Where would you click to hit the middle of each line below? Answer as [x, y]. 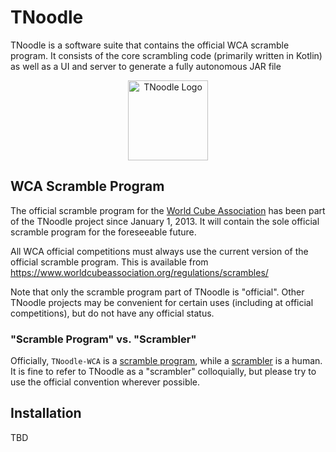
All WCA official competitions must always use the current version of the [159, 251]
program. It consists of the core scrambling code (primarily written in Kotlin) [166, 55]
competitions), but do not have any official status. [112, 313]
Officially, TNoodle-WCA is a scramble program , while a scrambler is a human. [166, 361]
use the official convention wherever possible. [105, 382]
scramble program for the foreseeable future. [103, 232]
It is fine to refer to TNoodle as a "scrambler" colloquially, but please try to [163, 372]
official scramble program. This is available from [109, 262]
